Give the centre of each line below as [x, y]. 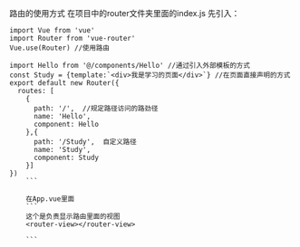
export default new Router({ [64, 83]
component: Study [66, 157]
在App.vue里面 [50, 199]
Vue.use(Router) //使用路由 [60, 48]
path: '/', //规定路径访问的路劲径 [96, 109]
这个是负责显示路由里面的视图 [73, 216]
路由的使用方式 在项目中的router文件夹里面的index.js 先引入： [125, 13]
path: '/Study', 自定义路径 [85, 142]
